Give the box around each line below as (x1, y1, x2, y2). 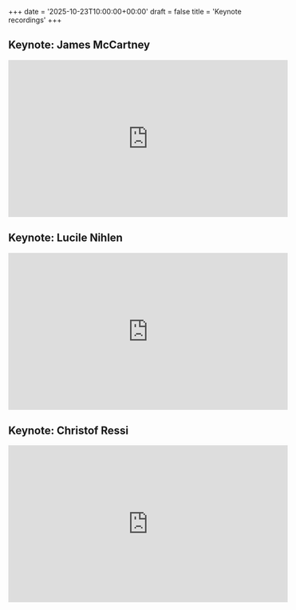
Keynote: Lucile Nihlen (8, 231, 124, 245)
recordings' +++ (8, 15, 62, 25)
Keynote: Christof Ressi (8, 424, 129, 438)
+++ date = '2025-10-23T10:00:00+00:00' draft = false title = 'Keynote (8, 7, 242, 16)
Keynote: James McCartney (8, 38, 151, 52)
